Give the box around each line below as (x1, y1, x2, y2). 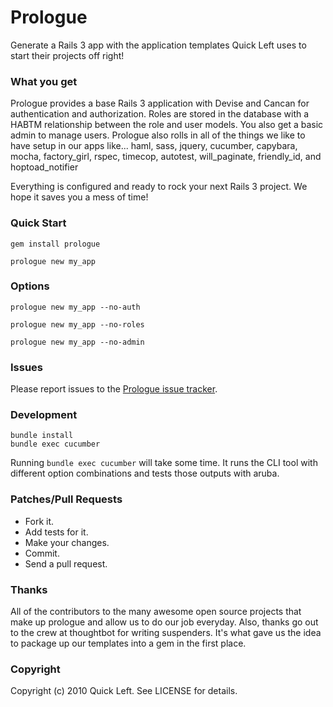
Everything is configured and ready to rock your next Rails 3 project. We (10, 181, 308, 193)
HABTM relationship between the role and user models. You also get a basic (10, 119, 324, 131)
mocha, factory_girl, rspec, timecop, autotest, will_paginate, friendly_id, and (10, 151, 322, 163)
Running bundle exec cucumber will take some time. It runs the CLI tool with (10, 457, 318, 469)
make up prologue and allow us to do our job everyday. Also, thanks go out (10, 616, 319, 628)
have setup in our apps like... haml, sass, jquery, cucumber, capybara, (10, 140, 298, 152)
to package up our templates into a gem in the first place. (10, 637, 247, 650)
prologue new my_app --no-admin (10, 337, 145, 347)
